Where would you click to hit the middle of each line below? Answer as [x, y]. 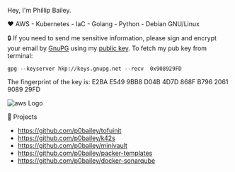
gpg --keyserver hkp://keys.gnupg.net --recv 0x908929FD [94, 69]
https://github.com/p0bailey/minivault [72, 145]
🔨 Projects [22, 117]
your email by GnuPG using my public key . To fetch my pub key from [107, 48]
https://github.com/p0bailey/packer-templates [85, 153]
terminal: [20, 56]
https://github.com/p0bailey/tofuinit [69, 131]
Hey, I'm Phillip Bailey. [39, 10]
